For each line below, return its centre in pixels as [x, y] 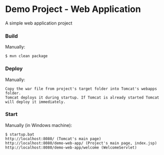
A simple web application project [39, 23]
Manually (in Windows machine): [39, 125]
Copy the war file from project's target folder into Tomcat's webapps [81, 88]
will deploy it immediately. [35, 102]
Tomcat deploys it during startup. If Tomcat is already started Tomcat [82, 97]
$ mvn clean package [27, 56]
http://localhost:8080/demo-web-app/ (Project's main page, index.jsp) [81, 143]
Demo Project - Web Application [73, 9]
